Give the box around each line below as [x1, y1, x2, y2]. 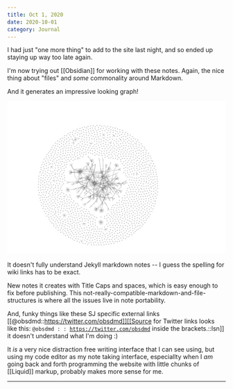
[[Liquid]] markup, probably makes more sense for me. [7, 367, 164, 375]
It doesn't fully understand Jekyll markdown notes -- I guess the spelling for [7, 260, 225, 269]
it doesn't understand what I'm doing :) [7, 331, 119, 340]
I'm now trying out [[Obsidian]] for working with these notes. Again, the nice [7, 67, 225, 75]
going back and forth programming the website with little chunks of [7, 360, 200, 368]
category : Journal [7, 26, 60, 33]
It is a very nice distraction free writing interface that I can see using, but [7, 345, 215, 354]
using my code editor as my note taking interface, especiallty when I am [7, 352, 214, 361]
